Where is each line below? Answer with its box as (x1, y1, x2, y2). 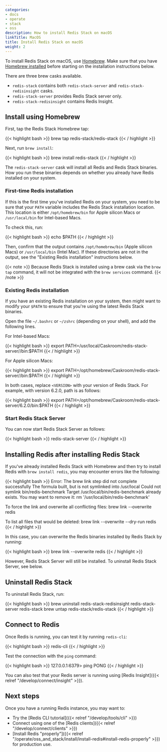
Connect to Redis (5, 620, 60, 629)
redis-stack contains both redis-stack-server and (12, 83, 117, 89)
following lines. (5, 324, 36, 330)
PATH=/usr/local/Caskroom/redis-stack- (65, 343, 148, 349)
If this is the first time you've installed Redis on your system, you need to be (5, 198, 161, 204)
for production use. (12, 741, 52, 747)
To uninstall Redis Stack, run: (5, 591, 65, 597)
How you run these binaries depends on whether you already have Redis (5, 170, 154, 176)
